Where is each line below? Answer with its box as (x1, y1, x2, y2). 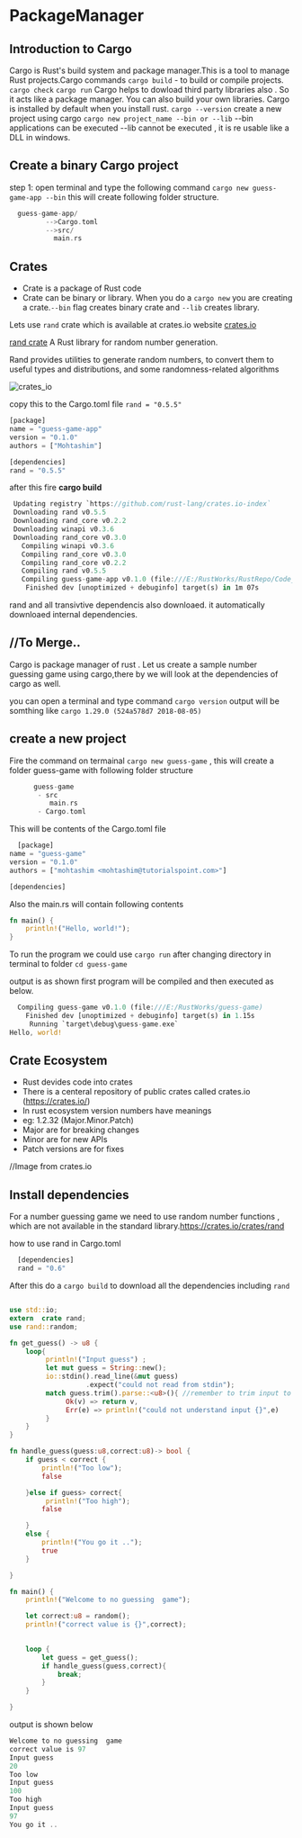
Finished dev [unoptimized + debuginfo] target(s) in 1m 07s (25, 583, 259, 592)
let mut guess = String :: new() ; (45, 1364, 167, 1373)
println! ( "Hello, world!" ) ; (25, 924, 130, 933)
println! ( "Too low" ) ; (41, 1464, 123, 1473)
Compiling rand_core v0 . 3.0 (21, 550, 127, 559)
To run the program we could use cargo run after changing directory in (9, 949, 271, 960)
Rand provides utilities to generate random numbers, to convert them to (9, 355, 274, 365)
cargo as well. (9, 678, 61, 689)
